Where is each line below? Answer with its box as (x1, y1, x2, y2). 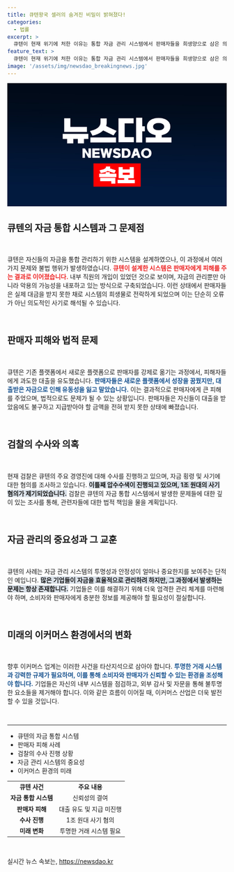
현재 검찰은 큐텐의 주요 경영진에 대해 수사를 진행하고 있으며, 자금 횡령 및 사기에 (7, 472, 221, 480)
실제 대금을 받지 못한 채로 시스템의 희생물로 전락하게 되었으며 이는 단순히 (14, 290, 212, 299)
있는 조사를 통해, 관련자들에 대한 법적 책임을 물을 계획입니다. (14, 498, 178, 506)
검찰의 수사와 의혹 (7, 439, 79, 451)
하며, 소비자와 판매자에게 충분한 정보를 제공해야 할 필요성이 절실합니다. (14, 593, 206, 602)
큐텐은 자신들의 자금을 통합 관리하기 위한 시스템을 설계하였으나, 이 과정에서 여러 (7, 255, 223, 264)
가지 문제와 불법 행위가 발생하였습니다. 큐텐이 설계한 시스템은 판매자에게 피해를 (7, 264, 220, 272)
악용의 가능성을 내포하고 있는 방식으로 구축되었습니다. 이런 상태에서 (19, 281, 203, 290)
